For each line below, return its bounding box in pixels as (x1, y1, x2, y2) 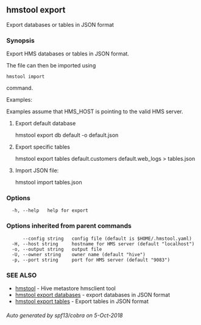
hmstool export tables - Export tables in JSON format (15, 298, 149, 305)
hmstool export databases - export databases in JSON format (15, 292, 171, 298)
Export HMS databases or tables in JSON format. (6, 50, 130, 57)
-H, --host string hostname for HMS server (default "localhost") (12, 240, 195, 247)
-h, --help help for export (12, 208, 88, 214)
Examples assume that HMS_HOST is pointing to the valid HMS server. (6, 108, 184, 115)
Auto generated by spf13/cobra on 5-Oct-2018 (6, 312, 123, 319)
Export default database (15, 120, 76, 127)
